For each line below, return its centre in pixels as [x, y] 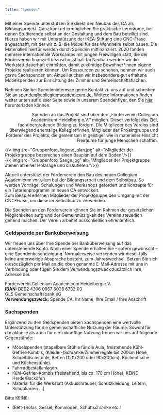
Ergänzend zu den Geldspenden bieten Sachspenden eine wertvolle [73, 322]
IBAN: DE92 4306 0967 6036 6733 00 [44, 289]
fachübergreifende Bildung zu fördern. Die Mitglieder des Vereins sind [88, 125]
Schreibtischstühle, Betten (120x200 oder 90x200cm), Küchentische [81, 358]
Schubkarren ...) [28, 389]
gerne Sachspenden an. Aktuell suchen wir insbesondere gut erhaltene [76, 75]
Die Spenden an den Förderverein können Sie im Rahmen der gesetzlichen [79, 210]
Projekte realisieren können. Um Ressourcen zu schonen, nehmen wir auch [80, 70]
